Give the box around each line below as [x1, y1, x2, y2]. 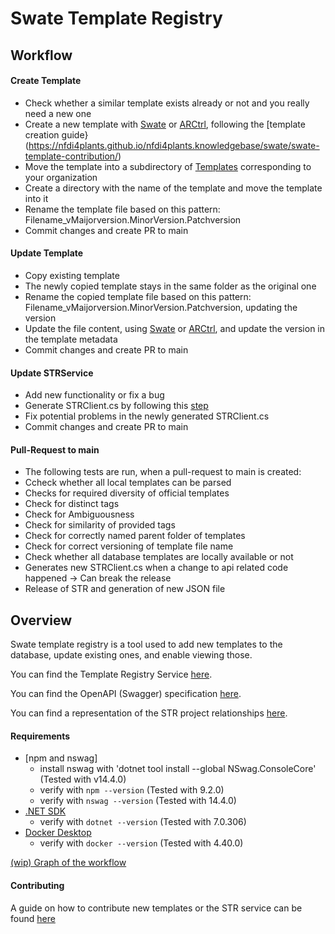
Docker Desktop [24, 827, 92, 839]
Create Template [10, 75, 82, 87]
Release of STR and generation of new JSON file [24, 583, 226, 595]
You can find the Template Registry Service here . [10, 668, 213, 681]
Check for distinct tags [24, 498, 120, 510]
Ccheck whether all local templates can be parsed [24, 477, 232, 489]
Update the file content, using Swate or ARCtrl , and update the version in [24, 322, 326, 334]
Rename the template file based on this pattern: [24, 203, 221, 215]
